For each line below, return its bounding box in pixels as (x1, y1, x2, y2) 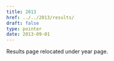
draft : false (6, 20, 39, 26)
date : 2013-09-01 (6, 31, 50, 37)
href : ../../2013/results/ (6, 14, 75, 21)
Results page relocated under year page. (6, 48, 109, 55)
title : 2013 (6, 8, 36, 15)
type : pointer (6, 25, 42, 32)
